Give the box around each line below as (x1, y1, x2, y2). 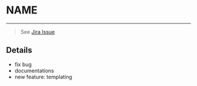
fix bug (14, 61, 32, 68)
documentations (14, 67, 55, 74)
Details (6, 45, 32, 56)
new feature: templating (14, 73, 72, 80)
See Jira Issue (20, 28, 55, 35)
